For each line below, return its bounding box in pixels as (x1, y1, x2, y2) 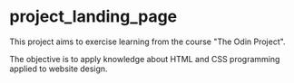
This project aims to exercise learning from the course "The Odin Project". (9, 36, 286, 47)
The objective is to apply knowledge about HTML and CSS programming (9, 53, 280, 64)
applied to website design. (9, 63, 108, 74)
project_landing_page (9, 6, 178, 27)
